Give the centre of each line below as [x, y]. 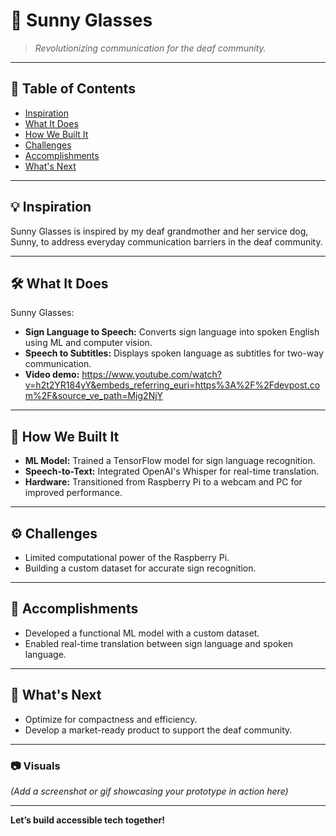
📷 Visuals [35, 766]
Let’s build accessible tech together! [88, 820]
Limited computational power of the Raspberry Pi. [127, 557]
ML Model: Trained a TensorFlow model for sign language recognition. [170, 461]
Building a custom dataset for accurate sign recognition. [140, 568]
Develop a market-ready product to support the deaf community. [158, 730]
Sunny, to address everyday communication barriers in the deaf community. [166, 241]
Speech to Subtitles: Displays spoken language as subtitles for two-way [174, 353]
